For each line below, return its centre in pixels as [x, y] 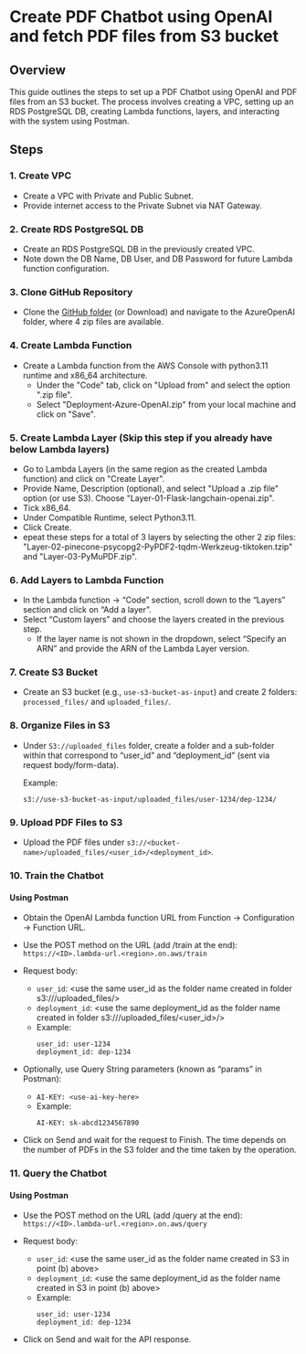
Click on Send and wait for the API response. [107, 1339]
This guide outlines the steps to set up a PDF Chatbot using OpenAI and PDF [153, 92]
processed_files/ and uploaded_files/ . [97, 702]
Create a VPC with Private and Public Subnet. [108, 196]
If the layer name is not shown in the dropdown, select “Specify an [161, 639]
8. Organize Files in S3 [60, 726]
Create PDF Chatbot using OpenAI [141, 17]
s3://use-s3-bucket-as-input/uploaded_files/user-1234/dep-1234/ [149, 799]
